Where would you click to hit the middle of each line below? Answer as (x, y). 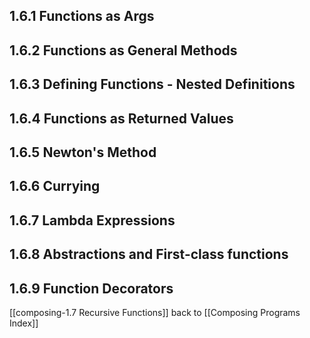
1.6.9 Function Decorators (91, 288)
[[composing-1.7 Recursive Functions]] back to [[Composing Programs (155, 312)
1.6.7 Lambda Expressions (92, 220)
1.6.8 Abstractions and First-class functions (149, 254)
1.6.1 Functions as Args (82, 16)
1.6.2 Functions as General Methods (123, 50)
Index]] (24, 323)
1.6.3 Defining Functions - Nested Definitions (152, 84)
